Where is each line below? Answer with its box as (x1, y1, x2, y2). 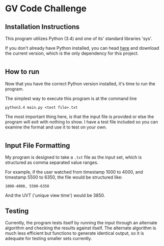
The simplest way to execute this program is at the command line (5, 95, 137, 101)
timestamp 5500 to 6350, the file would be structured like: (5, 174, 123, 180)
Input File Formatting (5, 141, 70, 150)
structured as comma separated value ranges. (5, 159, 99, 165)
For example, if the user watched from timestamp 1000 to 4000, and (5, 169, 143, 175)
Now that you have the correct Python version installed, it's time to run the (5, 81, 156, 87)
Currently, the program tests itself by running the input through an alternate (5, 220, 158, 226)
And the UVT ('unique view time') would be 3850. (5, 192, 106, 198)
